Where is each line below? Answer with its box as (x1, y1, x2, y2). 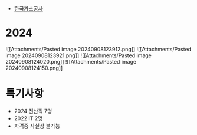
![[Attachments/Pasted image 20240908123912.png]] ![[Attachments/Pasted (5, 45, 192, 52)
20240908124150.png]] (5, 64, 63, 71)
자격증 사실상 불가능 (14, 122, 60, 129)
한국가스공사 (14, 5, 44, 12)
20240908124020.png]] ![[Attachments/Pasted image (5, 58, 137, 65)
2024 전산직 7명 (14, 107, 52, 114)
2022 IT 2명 (14, 114, 43, 122)
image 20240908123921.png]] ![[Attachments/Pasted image (5, 52, 152, 59)
